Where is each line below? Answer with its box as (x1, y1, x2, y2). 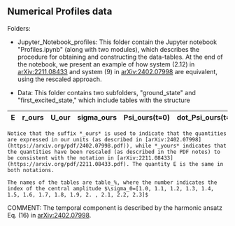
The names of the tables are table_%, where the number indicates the (7, 178, 218, 186)
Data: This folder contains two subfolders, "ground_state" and (17, 88, 196, 97)
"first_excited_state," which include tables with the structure (17, 96, 190, 104)
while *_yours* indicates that (135, 142, 227, 149)
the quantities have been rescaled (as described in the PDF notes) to (7, 148, 220, 155)
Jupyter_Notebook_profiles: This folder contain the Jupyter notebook (17, 38, 218, 46)
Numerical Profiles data (7, 6, 113, 17)
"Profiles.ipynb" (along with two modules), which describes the (17, 45, 200, 53)
